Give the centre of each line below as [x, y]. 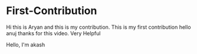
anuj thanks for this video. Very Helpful [53, 33]
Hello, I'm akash [26, 45]
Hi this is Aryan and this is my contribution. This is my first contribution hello [98, 27]
